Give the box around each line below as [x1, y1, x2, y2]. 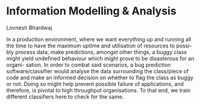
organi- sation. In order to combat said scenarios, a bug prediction [6, 61, 171, 68]
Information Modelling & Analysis [6, 4, 177, 18]
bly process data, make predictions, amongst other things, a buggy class [6, 48, 187, 55]
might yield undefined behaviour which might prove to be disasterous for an [6, 55, 195, 62]
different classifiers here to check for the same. [6, 93, 124, 100]
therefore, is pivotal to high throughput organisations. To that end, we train [6, 86, 191, 94]
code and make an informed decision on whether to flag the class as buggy [6, 74, 194, 81]
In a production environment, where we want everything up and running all [6, 35, 192, 43]
